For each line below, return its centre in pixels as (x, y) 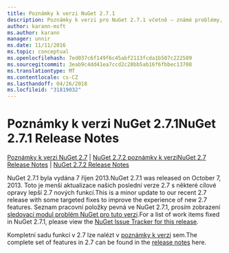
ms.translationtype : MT (41, 71)
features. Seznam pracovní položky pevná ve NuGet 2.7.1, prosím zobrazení (114, 207)
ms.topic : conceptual (38, 52)
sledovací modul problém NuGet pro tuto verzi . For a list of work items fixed (113, 215)
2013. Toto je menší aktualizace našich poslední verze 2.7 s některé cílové (112, 185)
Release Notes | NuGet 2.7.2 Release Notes (68, 165)
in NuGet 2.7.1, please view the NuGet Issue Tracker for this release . (103, 222)
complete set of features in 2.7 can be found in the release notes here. (107, 242)
